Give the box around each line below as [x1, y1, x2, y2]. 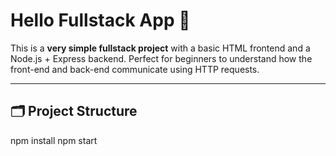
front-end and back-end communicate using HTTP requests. [10, 63, 260, 75]
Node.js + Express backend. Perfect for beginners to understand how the [10, 52, 313, 64]
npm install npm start [10, 134, 98, 146]
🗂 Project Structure [10, 103, 138, 120]
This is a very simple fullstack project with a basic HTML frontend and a [10, 42, 311, 54]
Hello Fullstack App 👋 [10, 9, 191, 32]
